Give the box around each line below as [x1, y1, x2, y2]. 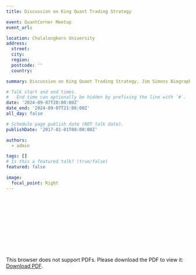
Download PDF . [6, 262, 44, 269]
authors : [6, 137, 27, 143]
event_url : [6, 25, 33, 30]
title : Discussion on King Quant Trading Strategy [6, 8, 132, 15]
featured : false [6, 164, 45, 170]
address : [6, 40, 27, 47]
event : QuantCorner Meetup [6, 19, 72, 25]
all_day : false [6, 111, 43, 116]
